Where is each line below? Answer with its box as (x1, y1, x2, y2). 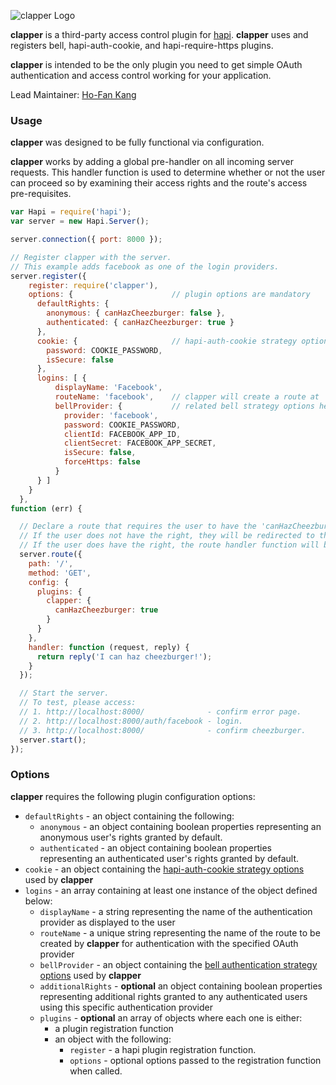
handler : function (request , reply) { (28, 642, 190, 652)
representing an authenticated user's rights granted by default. (39, 852, 300, 864)
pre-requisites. (10, 188, 72, 200)
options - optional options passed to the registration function (69, 1054, 322, 1066)
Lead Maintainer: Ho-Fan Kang (10, 89, 137, 100)
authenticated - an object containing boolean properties (39, 841, 272, 854)
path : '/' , (28, 558, 74, 569)
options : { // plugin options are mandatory (28, 290, 311, 300)
